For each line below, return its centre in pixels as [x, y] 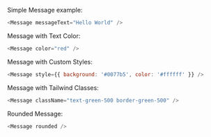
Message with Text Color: [44, 36]
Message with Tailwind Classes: [53, 88]
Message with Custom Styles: [50, 62]
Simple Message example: [45, 10]
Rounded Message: [35, 113]
